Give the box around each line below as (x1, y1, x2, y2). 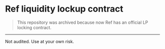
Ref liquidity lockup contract (5, 3, 124, 15)
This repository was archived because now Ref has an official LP (17, 19, 148, 25)
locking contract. (17, 24, 52, 30)
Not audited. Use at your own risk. (5, 38, 75, 44)
